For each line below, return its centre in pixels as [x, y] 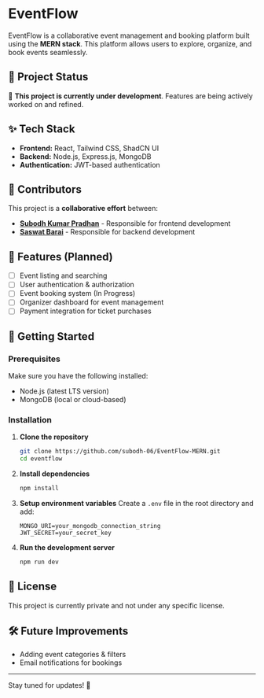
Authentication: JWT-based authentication [90, 164]
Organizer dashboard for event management [92, 302]
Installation [30, 420]
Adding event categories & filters [73, 654]
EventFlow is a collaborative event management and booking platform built [129, 35]
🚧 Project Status [48, 77]
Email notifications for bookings [71, 663]
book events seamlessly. [48, 52]
